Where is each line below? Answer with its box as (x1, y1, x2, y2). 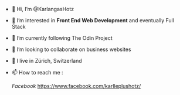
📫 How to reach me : (11, 69, 63, 76)
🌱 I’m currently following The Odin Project (11, 35, 113, 41)
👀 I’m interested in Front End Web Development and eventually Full (11, 17, 175, 23)
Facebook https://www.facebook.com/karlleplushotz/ (11, 83, 141, 89)
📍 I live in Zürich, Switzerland (11, 57, 82, 64)
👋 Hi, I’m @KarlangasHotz (11, 6, 74, 12)
